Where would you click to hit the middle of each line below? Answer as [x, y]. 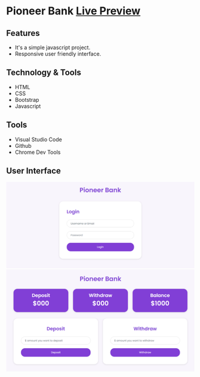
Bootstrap [27, 99]
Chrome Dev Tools [38, 152]
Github [23, 145]
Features [23, 33]
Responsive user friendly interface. [58, 54]
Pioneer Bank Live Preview [73, 11]
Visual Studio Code [39, 139]
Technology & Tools [44, 73]
